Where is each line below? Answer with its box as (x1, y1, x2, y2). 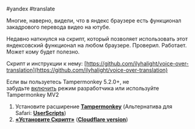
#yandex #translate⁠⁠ (6, 5, 55, 12)
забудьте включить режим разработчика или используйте (6, 85, 160, 92)
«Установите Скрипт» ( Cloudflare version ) (15, 116, 128, 123)
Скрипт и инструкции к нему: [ (6, 60, 87, 67)
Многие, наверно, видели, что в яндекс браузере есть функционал (6, 17, 182, 24)
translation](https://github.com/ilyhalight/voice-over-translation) (6, 66, 168, 74)
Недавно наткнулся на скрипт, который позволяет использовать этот (6, 35, 188, 42)
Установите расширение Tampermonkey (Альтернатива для (15, 103, 172, 110)
